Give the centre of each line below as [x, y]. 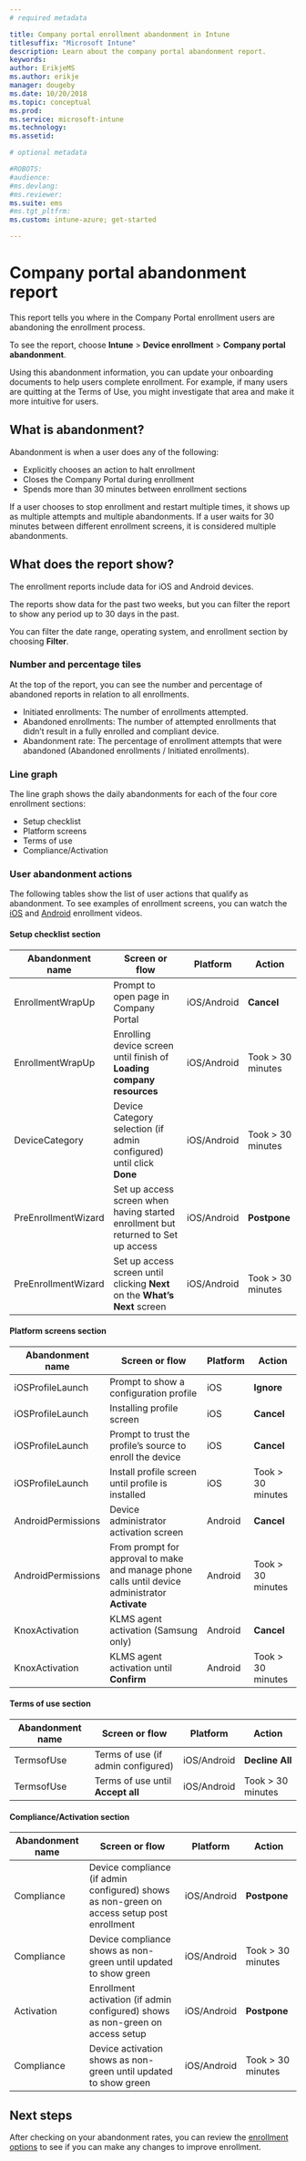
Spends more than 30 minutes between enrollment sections [135, 489]
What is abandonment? [77, 430]
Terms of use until [133, 1781]
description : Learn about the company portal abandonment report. [138, 51]
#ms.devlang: [34, 186]
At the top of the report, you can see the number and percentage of [136, 684]
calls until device [145, 1581]
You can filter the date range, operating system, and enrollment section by [149, 631]
